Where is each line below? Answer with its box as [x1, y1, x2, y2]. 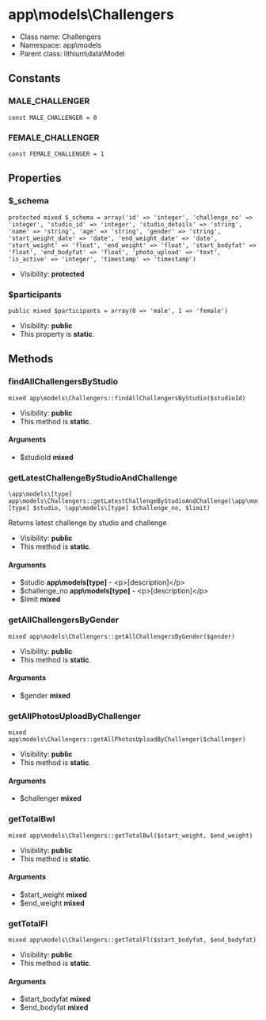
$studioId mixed [19, 452, 74, 462]
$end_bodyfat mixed [19, 1003, 89, 1012]
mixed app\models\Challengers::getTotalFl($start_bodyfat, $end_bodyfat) [8, 936, 257, 945]
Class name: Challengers [19, 32, 101, 41]
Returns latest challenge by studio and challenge [8, 518, 168, 527]
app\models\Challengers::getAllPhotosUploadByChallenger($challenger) [8, 736, 246, 744]
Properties [8, 172, 62, 185]
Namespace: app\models [19, 40, 102, 49]
